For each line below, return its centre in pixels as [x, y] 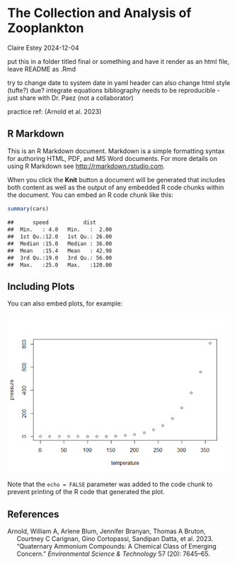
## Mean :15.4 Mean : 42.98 [60, 251]
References [33, 514]
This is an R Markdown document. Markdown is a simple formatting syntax [116, 151]
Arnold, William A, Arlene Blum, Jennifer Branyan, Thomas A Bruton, [107, 531]
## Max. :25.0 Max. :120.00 [60, 265]
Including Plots [41, 287]
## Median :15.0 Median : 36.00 [60, 244]
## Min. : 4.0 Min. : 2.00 [60, 229]
